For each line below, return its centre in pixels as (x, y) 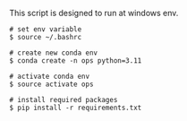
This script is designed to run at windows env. (94, 13)
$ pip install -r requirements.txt (76, 108)
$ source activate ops (51, 84)
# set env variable (46, 30)
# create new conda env (54, 53)
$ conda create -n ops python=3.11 (76, 61)
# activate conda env (50, 76)
